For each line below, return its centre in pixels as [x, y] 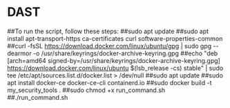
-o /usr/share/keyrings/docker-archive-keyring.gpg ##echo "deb [126, 53]
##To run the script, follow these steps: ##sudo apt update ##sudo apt [108, 31]
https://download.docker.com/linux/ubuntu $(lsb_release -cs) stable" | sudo [115, 68]
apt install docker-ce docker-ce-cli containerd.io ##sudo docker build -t [109, 82]
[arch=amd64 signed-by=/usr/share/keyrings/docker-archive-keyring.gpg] [114, 60]
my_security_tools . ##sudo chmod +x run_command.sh [86, 90]
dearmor [20, 53]
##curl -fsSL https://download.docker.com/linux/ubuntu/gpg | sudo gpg [109, 46]
